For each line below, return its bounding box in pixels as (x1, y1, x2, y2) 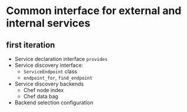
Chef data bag (23, 93, 59, 100)
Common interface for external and (6, 4, 182, 18)
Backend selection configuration (14, 99, 93, 106)
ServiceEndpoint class (23, 68, 78, 74)
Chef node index (23, 87, 64, 93)
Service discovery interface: (14, 62, 84, 69)
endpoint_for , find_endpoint (23, 74, 93, 81)
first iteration (6, 40, 55, 50)
